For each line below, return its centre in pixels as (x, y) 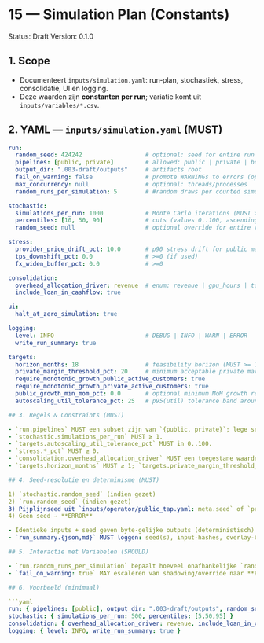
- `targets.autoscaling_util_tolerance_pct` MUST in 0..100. (110, 444)
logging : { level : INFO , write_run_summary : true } (94, 631)
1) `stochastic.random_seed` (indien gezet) (82, 494)
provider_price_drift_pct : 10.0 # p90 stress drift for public (131, 249)
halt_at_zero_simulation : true (66, 314)
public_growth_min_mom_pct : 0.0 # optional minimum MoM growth (131, 394)
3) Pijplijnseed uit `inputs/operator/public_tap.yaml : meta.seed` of (126, 509)
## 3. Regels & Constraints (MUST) (66, 415)
